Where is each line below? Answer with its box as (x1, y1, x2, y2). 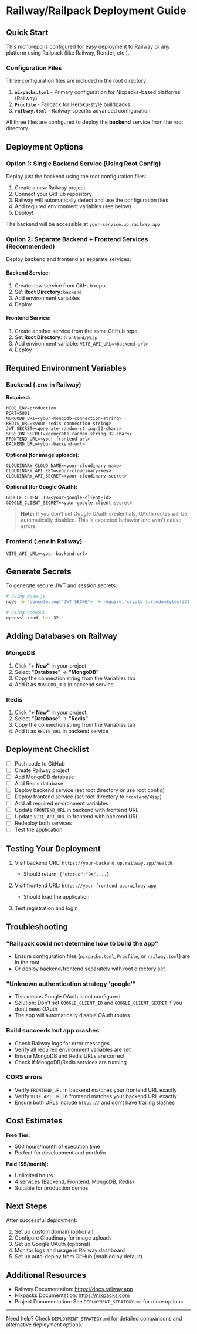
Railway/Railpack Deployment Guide (6, 4, 186, 18)
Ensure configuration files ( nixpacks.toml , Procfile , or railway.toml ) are (14, 952, 191, 960)
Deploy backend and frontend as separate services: (6, 256, 131, 263)
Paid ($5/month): (6, 1160, 49, 1167)
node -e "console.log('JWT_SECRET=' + (6, 599, 101, 605)
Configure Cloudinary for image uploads (14, 1234, 113, 1241)
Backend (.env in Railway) (6, 381, 81, 388)
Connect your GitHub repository (14, 190, 92, 197)
